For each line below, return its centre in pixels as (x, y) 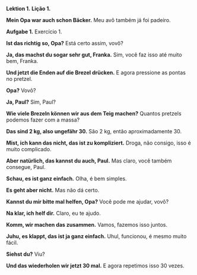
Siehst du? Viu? (26, 254)
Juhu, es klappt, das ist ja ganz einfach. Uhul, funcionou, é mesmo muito (96, 236)
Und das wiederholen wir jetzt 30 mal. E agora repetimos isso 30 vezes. (96, 265)
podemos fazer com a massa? (43, 120)
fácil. (12, 243)
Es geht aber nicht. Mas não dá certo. (53, 190)
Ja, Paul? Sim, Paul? (31, 102)
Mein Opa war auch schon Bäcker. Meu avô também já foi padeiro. (88, 20)
